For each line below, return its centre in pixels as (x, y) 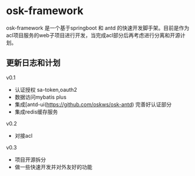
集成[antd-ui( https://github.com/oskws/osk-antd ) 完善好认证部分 (93, 104)
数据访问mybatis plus (40, 97)
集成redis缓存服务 (36, 112)
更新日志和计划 (33, 63)
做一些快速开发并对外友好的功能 (53, 167)
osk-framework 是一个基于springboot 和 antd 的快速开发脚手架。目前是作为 (98, 28)
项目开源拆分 (30, 160)
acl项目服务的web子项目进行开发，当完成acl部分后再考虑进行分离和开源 (93, 35)
